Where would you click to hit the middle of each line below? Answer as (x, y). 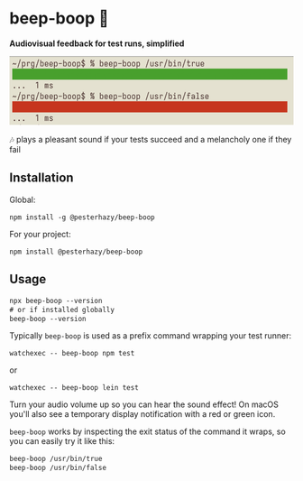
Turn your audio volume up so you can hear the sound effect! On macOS (144, 404)
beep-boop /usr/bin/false (58, 468)
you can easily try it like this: (62, 441)
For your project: (40, 234)
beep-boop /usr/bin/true (56, 459)
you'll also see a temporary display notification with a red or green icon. (142, 414)
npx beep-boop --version (56, 301)
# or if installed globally (62, 310)
